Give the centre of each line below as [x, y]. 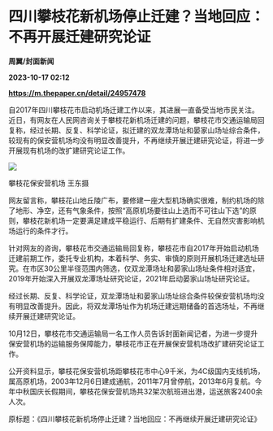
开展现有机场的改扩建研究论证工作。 [69, 150]
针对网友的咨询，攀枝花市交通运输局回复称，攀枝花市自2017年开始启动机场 [134, 248]
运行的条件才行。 [44, 231]
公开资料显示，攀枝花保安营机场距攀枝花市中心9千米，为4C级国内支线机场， [136, 371]
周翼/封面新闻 [31, 61]
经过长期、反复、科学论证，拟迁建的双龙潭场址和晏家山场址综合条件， [147, 130]
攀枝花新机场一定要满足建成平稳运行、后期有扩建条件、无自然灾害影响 [140, 220]
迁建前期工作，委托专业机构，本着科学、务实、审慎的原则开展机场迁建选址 [133, 258]
